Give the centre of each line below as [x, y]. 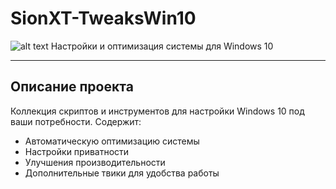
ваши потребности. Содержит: [76, 121]
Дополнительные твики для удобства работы [122, 173]
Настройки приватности [77, 151]
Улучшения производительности [95, 162]
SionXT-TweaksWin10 [103, 18]
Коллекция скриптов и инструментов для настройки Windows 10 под [157, 111]
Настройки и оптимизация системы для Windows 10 [162, 46]
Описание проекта [72, 87]
